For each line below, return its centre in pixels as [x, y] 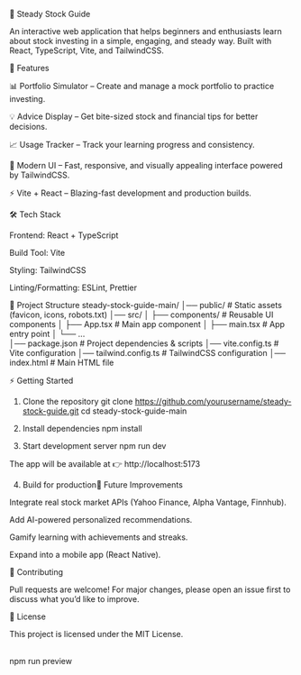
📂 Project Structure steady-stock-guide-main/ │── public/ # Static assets [146, 305]
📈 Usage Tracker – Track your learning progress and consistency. [132, 145]
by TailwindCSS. [40, 175]
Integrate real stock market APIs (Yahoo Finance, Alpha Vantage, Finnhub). [148, 502]
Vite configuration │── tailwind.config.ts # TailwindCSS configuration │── [148, 353]
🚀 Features [29, 68]
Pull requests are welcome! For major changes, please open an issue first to [150, 589]
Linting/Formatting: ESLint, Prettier [73, 287]
